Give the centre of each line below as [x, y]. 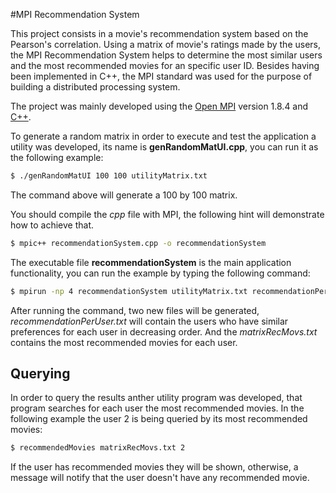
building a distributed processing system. [95, 87]
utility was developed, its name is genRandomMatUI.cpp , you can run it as [164, 147]
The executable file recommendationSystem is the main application [151, 262]
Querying [40, 374]
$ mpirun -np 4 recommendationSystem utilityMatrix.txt [129, 291]
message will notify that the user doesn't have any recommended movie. [160, 478]
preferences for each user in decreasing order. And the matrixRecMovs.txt [164, 331]
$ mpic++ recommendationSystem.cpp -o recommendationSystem [138, 243]
